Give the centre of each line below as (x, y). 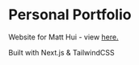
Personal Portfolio (70, 15)
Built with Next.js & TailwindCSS (61, 52)
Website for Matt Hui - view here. (63, 37)
